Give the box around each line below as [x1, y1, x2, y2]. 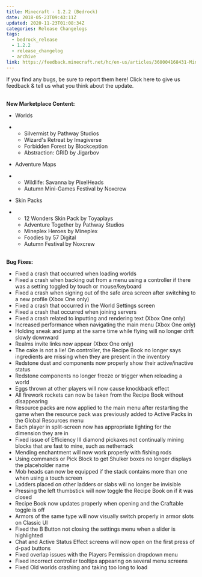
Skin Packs [14, 197, 43, 204]
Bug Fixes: [6, 258, 33, 265]
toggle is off [14, 506, 45, 513]
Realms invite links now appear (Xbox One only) [14, 340, 134, 347]
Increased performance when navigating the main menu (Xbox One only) [14, 321, 196, 328]
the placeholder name [14, 461, 70, 469]
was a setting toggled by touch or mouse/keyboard [14, 282, 142, 290]
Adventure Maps [14, 160, 57, 168]
